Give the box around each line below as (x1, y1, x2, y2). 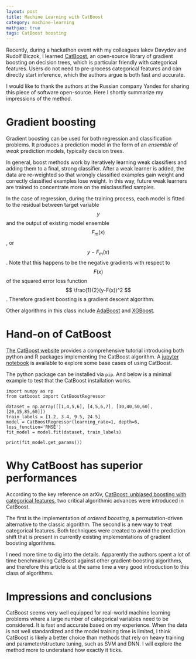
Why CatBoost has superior (6, 459, 143, 472)
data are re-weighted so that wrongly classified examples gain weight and (6, 171, 184, 179)
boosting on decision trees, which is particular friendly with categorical (6, 59, 177, 66)
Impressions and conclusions (6, 590, 152, 603)
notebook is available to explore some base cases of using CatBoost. (6, 359, 173, 366)
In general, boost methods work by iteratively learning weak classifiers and (6, 159, 187, 166)
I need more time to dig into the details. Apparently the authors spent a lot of (6, 551, 190, 558)
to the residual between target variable (6, 202, 99, 209)
